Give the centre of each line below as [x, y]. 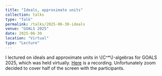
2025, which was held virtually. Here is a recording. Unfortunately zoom [81, 63]
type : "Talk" [19, 19]
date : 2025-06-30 [24, 33]
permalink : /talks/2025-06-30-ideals [45, 24]
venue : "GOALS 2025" [27, 29]
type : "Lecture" [22, 43]
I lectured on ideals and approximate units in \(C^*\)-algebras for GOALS [81, 57]
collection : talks [25, 15]
